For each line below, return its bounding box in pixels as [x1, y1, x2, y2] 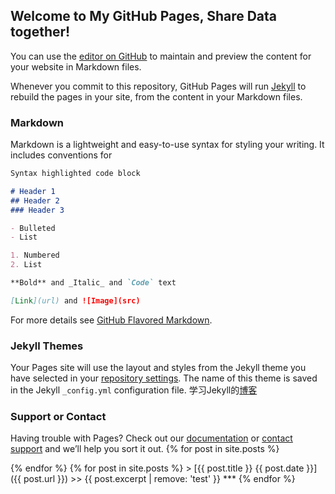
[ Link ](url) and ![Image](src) [10, 295, 141, 306]
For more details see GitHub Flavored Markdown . [10, 314, 213, 326]
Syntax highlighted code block [10, 169, 141, 179]
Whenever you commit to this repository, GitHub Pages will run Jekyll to [10, 80, 307, 92]
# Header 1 [10, 186, 56, 196]
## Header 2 [10, 195, 60, 206]
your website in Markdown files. [10, 60, 142, 73]
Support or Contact [10, 410, 107, 424]
